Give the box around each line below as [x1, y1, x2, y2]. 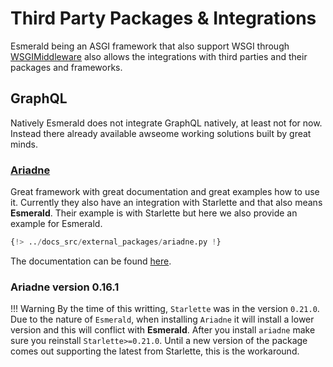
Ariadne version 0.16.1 [10, 280, 120, 294]
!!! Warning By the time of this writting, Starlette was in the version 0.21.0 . [10, 303, 320, 315]
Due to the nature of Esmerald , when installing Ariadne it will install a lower [10, 313, 315, 326]
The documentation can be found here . [10, 255, 172, 267]
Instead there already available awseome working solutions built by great [10, 127, 312, 139]
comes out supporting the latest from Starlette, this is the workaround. [10, 345, 300, 357]
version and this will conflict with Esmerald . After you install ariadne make [10, 324, 316, 336]
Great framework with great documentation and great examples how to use [10, 186, 320, 198]
